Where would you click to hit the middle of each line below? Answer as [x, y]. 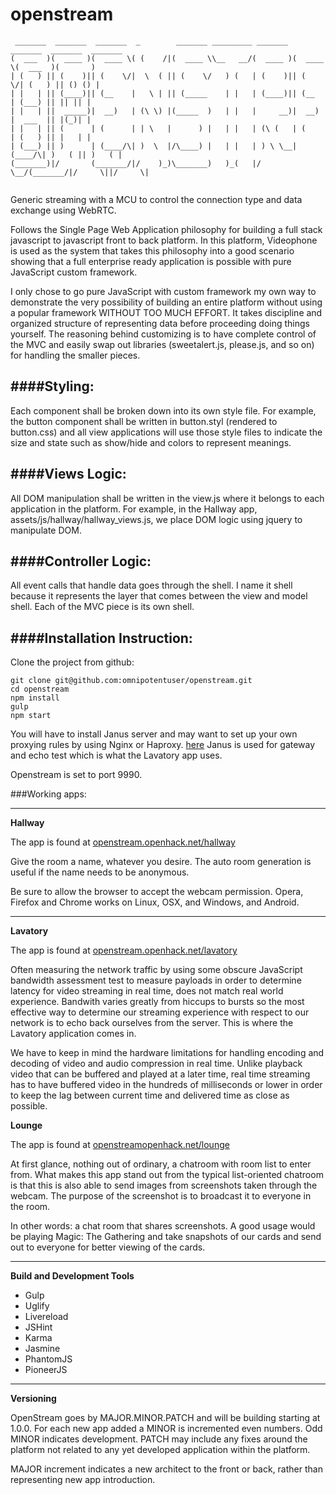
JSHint [38, 1327]
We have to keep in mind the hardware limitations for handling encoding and [167, 1053]
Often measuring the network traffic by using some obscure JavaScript [156, 970]
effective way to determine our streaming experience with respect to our [160, 1012]
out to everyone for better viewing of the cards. [108, 1247]
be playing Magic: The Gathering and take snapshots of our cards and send [166, 1237]
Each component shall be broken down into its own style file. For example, [163, 410]
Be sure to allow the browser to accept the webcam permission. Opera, [157, 892]
